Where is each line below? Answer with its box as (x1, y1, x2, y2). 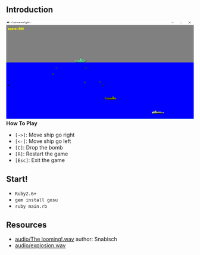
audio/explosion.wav (14, 242, 66, 249)
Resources (6, 220, 47, 230)
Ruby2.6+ (14, 191, 37, 197)
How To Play (6, 120, 37, 127)
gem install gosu (14, 197, 58, 203)
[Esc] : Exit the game (14, 157, 65, 164)
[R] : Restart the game (14, 150, 68, 157)
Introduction (6, 5, 54, 15)
